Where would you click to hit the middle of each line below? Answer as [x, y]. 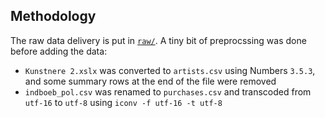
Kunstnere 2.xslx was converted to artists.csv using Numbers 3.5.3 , [170, 70]
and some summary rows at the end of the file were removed [150, 81]
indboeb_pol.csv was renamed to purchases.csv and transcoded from [168, 91]
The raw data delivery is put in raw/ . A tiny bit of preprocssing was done [158, 40]
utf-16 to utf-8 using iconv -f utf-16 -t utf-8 [123, 102]
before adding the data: [59, 51]
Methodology [53, 16]
